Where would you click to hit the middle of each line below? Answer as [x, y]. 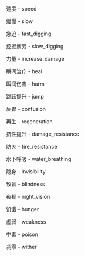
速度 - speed [21, 9]
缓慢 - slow [20, 21]
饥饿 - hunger [23, 209]
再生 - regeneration [29, 122]
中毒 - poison [22, 234]
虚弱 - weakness [26, 222]
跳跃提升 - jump [25, 96]
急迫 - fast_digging [29, 34]
